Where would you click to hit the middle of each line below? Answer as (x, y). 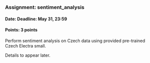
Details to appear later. (28, 55)
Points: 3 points (21, 30)
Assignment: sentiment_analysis (45, 7)
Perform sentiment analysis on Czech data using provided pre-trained (75, 41)
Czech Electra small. (26, 46)
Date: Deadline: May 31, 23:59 (36, 19)
